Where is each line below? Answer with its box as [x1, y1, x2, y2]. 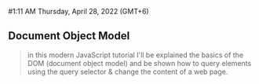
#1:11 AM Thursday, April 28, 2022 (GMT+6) [8, 7, 149, 16]
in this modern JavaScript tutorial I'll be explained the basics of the [27, 50, 244, 60]
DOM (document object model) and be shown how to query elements [27, 58, 252, 68]
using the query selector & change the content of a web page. [27, 67, 228, 76]
